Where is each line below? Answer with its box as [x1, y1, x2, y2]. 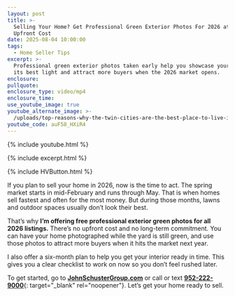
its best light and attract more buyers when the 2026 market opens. [13, 69, 220, 76]
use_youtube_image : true [7, 101, 80, 108]
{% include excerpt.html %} [7, 153, 87, 162]
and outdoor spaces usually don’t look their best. [7, 203, 148, 211]
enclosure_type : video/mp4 [7, 88, 86, 95]
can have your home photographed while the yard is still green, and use [7, 232, 214, 240]
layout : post [7, 10, 45, 17]
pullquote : [7, 82, 39, 89]
